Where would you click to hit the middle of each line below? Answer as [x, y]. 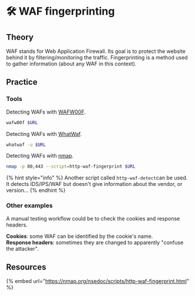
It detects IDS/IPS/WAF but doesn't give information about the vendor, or [94, 184]
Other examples [29, 205]
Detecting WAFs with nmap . [40, 156]
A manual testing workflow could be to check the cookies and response [93, 218]
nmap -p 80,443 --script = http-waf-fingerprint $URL [71, 167]
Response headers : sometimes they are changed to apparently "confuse [95, 242]
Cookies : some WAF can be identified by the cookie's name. [80, 236]
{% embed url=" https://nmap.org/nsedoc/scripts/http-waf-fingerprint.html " [98, 281]
